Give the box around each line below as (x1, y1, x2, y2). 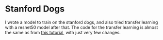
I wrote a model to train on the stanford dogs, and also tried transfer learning (5, 19, 158, 25)
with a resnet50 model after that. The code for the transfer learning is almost (5, 24, 158, 30)
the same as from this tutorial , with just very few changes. (5, 29, 121, 35)
